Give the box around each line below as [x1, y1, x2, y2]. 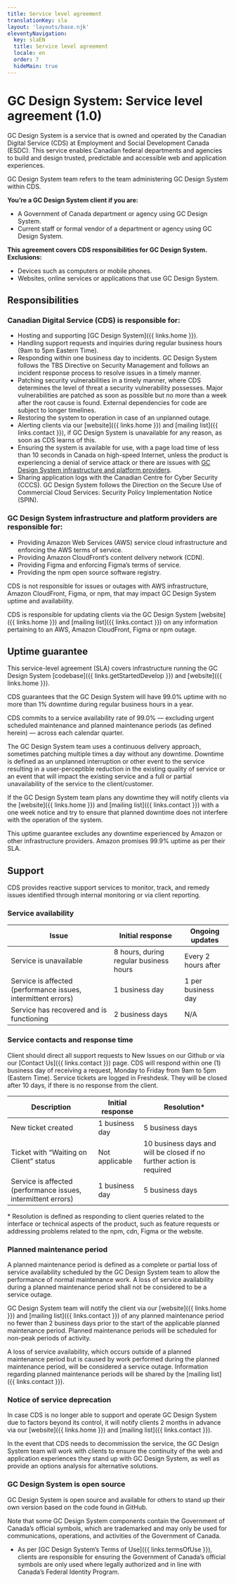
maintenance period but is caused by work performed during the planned [7, 1355, 220, 1364]
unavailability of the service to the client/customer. [7, 780, 154, 788]
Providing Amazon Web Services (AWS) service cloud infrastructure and [17, 538, 227, 546]
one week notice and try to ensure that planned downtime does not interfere [7, 808, 228, 816]
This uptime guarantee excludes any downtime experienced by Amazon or [7, 829, 223, 838]
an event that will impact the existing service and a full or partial [7, 772, 192, 781]
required [143, 1165, 172, 1174]
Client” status [11, 1156, 55, 1166]
